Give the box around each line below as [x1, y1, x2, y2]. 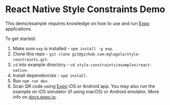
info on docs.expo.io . [12, 94, 57, 100]
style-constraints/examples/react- [77, 62, 153, 67]
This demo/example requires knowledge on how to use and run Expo [5, 20, 150, 26]
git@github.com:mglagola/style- [72, 52, 141, 57]
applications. [5, 25, 32, 31]
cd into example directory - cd [12, 61, 75, 67]
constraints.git [12, 57, 47, 62]
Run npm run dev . [12, 78, 49, 84]
